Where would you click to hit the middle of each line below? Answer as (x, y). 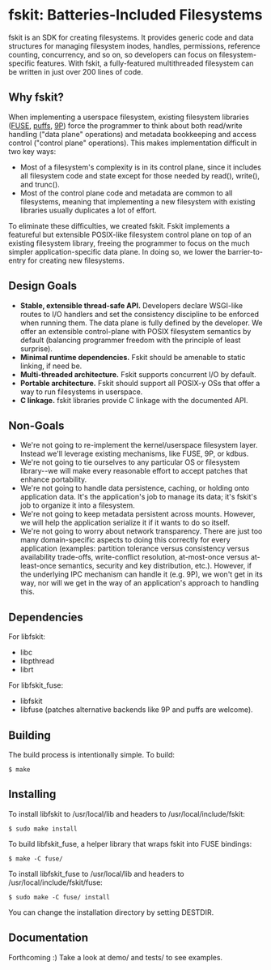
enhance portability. (53, 479)
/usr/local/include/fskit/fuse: (55, 882)
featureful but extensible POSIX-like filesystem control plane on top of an (130, 234)
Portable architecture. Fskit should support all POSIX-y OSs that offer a (140, 383)
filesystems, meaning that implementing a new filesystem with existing (138, 201)
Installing (32, 794)
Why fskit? (36, 98)
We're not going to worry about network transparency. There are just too (141, 531)
